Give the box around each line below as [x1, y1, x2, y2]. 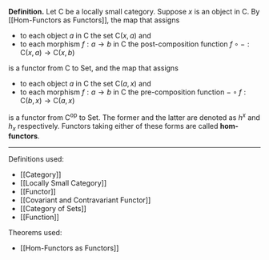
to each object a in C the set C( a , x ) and [19, 79, 152, 88]
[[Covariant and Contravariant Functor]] [19, 195, 151, 205]
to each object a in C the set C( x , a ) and [19, 31, 152, 40]
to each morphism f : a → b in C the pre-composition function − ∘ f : [19, 87, 247, 97]
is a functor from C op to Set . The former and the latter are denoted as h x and [8, 111, 260, 122]
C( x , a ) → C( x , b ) [19, 48, 75, 57]
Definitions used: [8, 154, 64, 164]
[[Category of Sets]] [19, 204, 86, 214]
